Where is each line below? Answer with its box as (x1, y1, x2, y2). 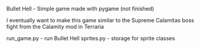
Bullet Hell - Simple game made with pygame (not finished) (6, 5, 154, 12)
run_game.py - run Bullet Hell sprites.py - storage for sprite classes (6, 35, 176, 41)
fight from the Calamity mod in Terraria (6, 23, 104, 30)
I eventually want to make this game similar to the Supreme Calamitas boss (6, 17, 195, 23)
